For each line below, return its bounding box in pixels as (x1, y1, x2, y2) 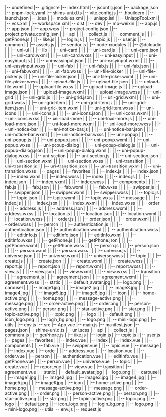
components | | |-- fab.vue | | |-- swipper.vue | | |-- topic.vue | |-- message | (5, 343, 162, 348)
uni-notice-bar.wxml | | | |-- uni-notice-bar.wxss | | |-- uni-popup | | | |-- (5, 132, 153, 137)
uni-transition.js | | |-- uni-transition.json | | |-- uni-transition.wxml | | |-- (5, 163, 152, 169)
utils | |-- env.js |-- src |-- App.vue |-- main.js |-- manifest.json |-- (5, 322, 140, 328)
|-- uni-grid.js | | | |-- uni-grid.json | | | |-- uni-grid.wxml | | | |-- (22, 94, 151, 100)
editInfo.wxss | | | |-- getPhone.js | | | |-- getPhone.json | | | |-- (5, 237, 133, 243)
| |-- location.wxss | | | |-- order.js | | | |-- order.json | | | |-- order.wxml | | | (5, 216, 157, 222)
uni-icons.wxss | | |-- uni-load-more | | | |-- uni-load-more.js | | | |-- (8, 116, 147, 121)
